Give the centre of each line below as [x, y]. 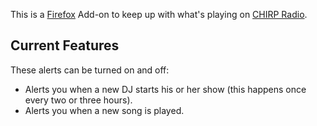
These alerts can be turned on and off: [90, 70]
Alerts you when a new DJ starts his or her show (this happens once [165, 89]
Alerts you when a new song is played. [104, 110]
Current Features [65, 45]
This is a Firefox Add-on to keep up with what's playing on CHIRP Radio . [159, 14]
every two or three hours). [78, 100]
